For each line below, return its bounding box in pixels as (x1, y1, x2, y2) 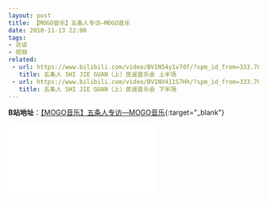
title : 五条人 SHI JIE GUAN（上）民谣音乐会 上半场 (18, 70, 177, 78)
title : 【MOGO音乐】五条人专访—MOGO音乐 (8, 19, 131, 27)
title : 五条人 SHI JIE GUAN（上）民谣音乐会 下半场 (18, 85, 177, 93)
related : (8, 56, 37, 64)
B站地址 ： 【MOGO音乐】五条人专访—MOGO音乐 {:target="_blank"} (8, 108, 225, 117)
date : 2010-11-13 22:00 (8, 26, 87, 34)
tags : (8, 33, 26, 42)
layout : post (8, 11, 52, 20)
